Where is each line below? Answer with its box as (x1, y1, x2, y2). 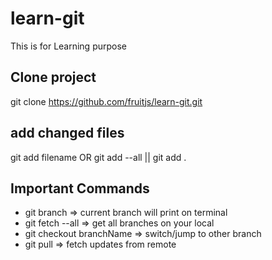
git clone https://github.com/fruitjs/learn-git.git (10, 95, 203, 107)
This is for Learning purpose (10, 40, 128, 52)
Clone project (10, 69, 97, 86)
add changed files (10, 125, 125, 142)
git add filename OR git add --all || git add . (10, 151, 187, 163)
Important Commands (10, 180, 150, 197)
